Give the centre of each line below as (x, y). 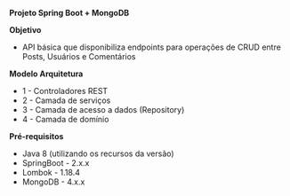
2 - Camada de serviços (66, 100)
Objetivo (25, 30)
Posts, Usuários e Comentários (79, 56)
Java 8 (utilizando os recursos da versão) (98, 153)
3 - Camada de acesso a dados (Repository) (103, 110)
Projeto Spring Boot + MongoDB (69, 13)
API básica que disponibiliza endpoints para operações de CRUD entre (152, 47)
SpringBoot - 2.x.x (56, 163)
